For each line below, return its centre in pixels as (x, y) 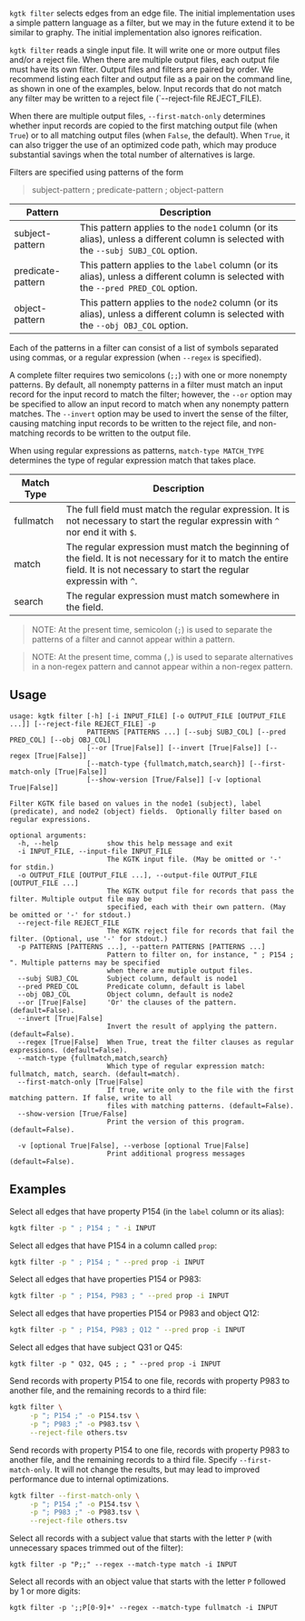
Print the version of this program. (176, 1122)
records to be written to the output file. (119, 433)
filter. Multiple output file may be (81, 899)
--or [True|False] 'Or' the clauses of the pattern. (128, 1002)
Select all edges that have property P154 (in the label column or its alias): (147, 1211)
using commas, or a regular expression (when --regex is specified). (135, 357)
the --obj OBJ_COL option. (134, 325)
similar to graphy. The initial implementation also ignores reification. (136, 32)
